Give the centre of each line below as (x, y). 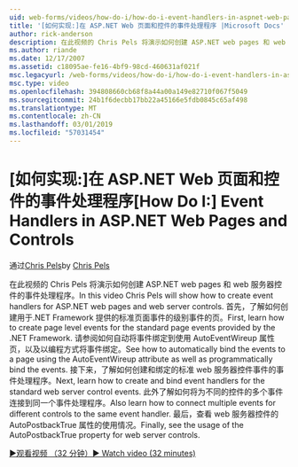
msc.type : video (39, 83)
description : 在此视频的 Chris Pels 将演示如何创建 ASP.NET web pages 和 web (148, 42)
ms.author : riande (43, 51)
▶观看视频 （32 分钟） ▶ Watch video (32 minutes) (103, 453)
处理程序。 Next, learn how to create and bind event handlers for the (141, 380)
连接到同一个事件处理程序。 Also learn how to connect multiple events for (143, 402)
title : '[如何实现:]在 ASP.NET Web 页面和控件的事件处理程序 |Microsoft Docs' (147, 26)
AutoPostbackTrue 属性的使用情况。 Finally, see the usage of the (126, 424)
